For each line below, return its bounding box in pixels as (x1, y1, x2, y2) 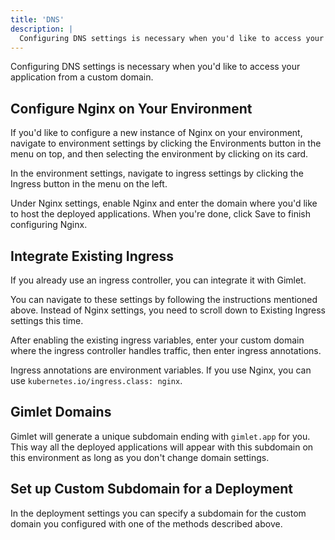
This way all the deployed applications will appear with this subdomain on (10, 441, 314, 453)
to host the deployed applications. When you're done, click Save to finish (10, 208, 312, 220)
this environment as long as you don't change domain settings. (10, 451, 270, 463)
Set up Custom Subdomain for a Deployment (10, 481, 294, 498)
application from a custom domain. (10, 71, 154, 83)
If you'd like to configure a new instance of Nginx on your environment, (10, 127, 303, 139)
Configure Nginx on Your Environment (10, 100, 253, 117)
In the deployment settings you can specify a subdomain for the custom (10, 507, 307, 519)
